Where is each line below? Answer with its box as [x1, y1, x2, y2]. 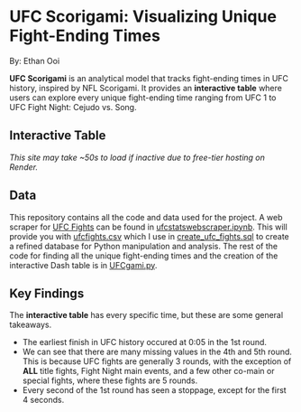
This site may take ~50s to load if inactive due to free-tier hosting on [9, 152, 266, 163]
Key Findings [9, 286, 85, 301]
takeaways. [9, 319, 52, 331]
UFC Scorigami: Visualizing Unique [9, 6, 278, 27]
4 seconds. [22, 395, 65, 406]
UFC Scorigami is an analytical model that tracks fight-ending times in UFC [9, 72, 289, 83]
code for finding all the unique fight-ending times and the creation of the [9, 250, 278, 261]
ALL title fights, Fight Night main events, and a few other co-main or [22, 366, 275, 377]
